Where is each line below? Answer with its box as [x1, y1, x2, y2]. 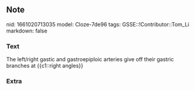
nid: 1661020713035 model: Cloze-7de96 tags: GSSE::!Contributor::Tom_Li [6, 20, 190, 28]
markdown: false [6, 27, 48, 34]
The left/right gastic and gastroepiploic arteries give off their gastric [6, 56, 174, 63]
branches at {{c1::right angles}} [6, 62, 83, 70]
